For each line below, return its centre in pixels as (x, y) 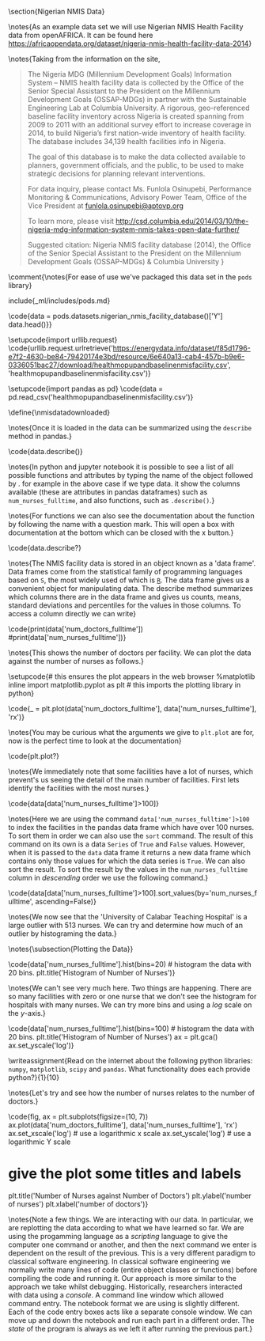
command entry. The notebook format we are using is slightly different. (124, 1303)
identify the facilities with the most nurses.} (79, 788)
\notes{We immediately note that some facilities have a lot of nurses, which (131, 771)
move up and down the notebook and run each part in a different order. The (131, 1320)
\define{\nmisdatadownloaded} (59, 412)
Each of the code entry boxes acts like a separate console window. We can (130, 1312)
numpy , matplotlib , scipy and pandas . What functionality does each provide (129, 1069)
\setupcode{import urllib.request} (63, 340)
